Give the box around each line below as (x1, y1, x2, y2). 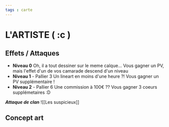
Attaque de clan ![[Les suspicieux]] (5, 99, 80, 105)
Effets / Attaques (5, 49, 60, 58)
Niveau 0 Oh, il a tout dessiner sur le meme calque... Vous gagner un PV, (12, 62, 164, 69)
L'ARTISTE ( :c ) (5, 29, 71, 40)
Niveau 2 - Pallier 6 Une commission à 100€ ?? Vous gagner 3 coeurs (12, 84, 157, 90)
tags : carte (5, 7, 33, 13)
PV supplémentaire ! (12, 79, 55, 85)
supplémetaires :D (12, 89, 51, 95)
